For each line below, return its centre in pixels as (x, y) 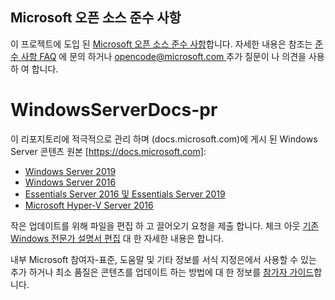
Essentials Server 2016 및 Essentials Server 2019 (125, 194)
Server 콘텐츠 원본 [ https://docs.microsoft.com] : (108, 151)
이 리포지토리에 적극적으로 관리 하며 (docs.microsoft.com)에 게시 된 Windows (164, 139)
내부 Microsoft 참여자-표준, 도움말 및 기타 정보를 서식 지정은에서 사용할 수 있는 (163, 259)
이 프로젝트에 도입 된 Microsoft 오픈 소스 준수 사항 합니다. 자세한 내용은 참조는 (161, 44)
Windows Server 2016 (70, 182)
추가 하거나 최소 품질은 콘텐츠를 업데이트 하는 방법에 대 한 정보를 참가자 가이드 (162, 272)
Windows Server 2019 (70, 171)
